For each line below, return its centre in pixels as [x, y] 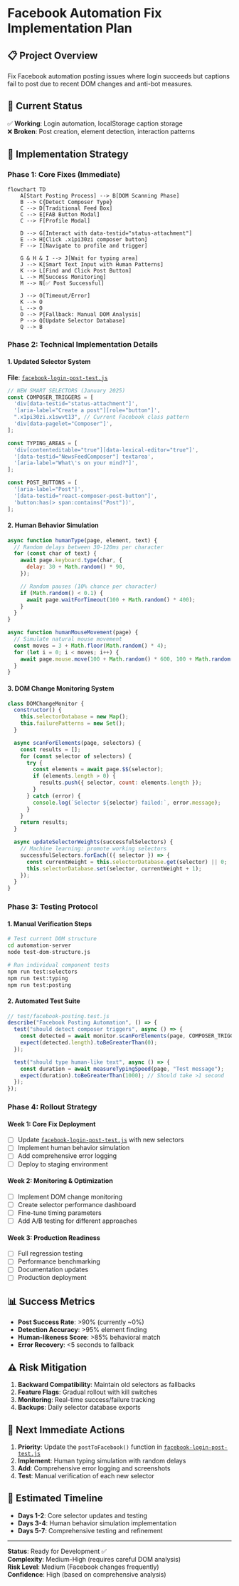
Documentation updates [53, 1270]
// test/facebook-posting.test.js [59, 1016]
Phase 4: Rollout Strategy [52, 1107]
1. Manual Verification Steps [50, 924]
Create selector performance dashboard [77, 1204]
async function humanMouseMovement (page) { [73, 633]
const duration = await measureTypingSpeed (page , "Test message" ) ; [122, 1069]
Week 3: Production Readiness [54, 1237]
